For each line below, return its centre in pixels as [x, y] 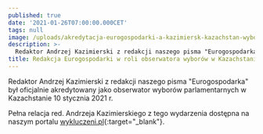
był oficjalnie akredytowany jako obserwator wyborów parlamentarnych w [127, 89]
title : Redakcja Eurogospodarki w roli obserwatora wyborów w [112, 60]
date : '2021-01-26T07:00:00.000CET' [68, 23]
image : [19, 37]
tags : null [26, 30]
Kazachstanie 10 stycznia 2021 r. [61, 98]
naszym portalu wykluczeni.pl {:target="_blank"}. [86, 121]
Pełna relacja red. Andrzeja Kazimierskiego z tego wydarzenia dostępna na [129, 113]
